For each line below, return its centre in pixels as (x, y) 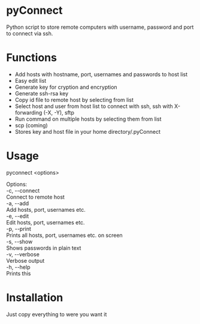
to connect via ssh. (30, 33)
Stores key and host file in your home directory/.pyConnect (87, 131)
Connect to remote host (35, 197)
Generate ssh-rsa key (42, 93)
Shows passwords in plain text (44, 248)
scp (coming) (31, 125)
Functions (31, 58)
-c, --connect (23, 190)
